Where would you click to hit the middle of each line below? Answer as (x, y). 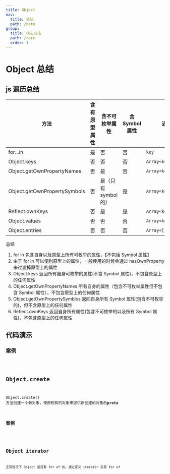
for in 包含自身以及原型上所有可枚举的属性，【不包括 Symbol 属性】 (82, 255)
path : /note (23, 24)
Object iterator (27, 451)
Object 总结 (30, 69)
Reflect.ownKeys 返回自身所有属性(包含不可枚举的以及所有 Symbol (82, 311)
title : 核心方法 (26, 33)
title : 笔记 (22, 19)
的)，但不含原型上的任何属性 (43, 305)
